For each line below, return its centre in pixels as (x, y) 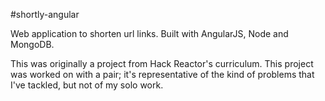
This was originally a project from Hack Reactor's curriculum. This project (162, 63)
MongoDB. (32, 44)
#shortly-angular (45, 14)
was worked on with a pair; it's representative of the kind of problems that (162, 74)
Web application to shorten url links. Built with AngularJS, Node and (149, 33)
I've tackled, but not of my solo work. (87, 85)
